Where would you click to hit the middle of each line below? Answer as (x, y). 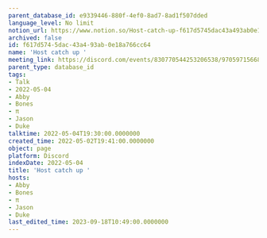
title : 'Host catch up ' (49, 171)
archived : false (35, 38)
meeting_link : (32, 60)
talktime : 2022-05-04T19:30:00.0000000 (74, 133)
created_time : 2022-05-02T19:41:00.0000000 (81, 141)
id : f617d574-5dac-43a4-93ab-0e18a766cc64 (79, 45)
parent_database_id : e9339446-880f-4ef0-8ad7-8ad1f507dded (108, 15)
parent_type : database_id (51, 67)
